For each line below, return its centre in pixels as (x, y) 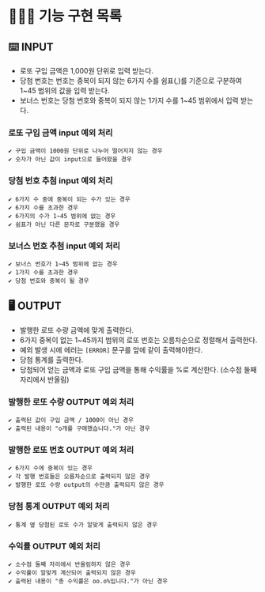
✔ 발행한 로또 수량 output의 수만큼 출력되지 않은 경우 (86, 485)
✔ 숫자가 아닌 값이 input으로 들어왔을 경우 (70, 160)
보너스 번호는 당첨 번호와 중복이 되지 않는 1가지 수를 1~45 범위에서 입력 (129, 100)
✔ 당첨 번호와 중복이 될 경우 (49, 281)
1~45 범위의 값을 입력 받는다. (64, 90)
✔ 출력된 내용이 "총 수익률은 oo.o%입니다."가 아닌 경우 (88, 581)
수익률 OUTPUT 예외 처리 (54, 546)
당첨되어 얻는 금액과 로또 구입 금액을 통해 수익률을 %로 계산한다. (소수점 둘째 (138, 369)
